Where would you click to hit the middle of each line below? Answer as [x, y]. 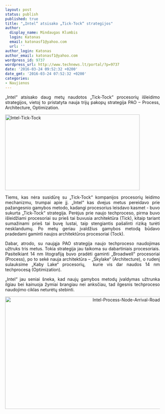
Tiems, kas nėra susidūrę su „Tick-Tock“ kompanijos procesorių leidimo [82, 197]
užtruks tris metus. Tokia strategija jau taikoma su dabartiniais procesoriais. [82, 248]
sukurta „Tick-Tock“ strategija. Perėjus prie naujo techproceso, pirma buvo [82, 213]
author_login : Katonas [28, 51]
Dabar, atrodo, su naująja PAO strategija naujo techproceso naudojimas [82, 243]
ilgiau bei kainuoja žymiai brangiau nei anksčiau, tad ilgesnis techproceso [82, 284]
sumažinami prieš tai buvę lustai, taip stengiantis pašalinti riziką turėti [82, 223]
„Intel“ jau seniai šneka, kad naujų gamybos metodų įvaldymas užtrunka [82, 279]
